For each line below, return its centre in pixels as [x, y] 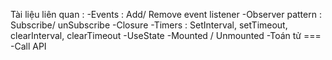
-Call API [28, 46]
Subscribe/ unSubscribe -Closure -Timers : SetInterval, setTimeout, [149, 25]
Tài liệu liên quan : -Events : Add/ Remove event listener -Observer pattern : [166, 14]
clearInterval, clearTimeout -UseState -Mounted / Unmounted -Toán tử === [166, 35]
